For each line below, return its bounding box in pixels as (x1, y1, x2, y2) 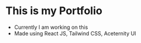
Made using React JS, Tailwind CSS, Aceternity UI (14, 29, 137, 37)
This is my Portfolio (5, 4, 102, 18)
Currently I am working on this (14, 24, 88, 31)
